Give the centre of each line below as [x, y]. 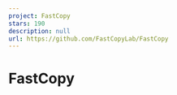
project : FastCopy [39, 16]
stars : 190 [27, 24]
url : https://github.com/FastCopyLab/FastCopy [88, 39]
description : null [39, 31]
